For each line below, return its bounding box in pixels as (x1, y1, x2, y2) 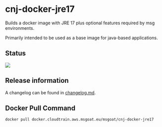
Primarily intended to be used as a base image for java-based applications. (5, 35, 158, 41)
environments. (5, 25, 35, 31)
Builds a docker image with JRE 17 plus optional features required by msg (5, 20, 155, 26)
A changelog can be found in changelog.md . (5, 89, 96, 95)
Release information (5, 76, 69, 85)
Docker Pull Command (5, 104, 76, 112)
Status (5, 49, 26, 58)
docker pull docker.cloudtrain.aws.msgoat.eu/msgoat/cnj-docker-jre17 (5, 117, 154, 122)
